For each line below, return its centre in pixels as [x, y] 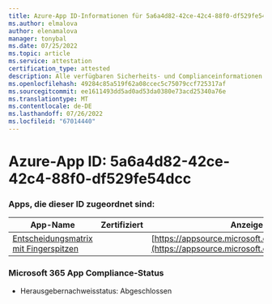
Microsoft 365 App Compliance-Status [86, 273]
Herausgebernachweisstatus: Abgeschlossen [96, 291]
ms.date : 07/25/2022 [43, 46]
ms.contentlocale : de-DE [50, 106]
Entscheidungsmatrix [53, 238]
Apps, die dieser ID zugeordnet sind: [82, 203]
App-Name [53, 225]
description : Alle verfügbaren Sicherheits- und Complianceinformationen [136, 76]
